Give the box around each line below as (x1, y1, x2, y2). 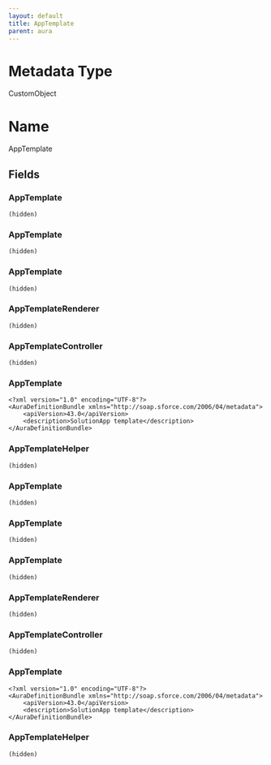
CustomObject (8, 88, 57, 98)
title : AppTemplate (8, 19, 75, 28)
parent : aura (8, 27, 53, 35)
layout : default (8, 11, 63, 20)
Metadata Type (8, 62, 113, 80)
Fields (8, 167, 41, 181)
